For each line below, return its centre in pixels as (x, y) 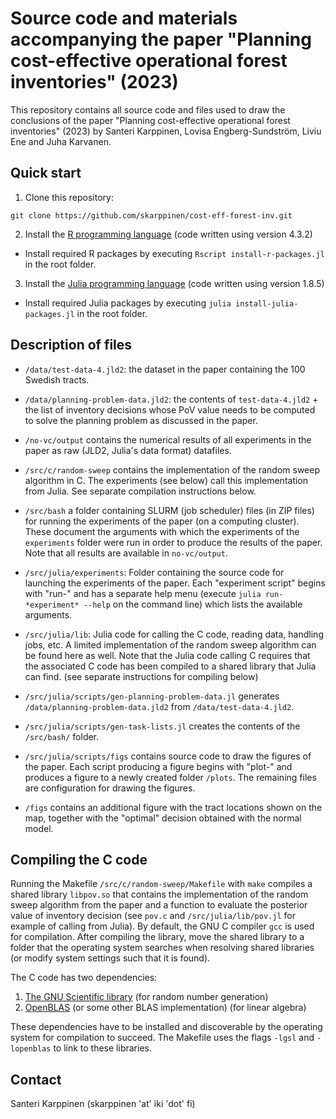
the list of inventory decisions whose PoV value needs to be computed (170, 409)
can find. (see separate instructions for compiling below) (141, 676)
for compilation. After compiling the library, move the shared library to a (157, 937)
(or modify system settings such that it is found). (110, 958)
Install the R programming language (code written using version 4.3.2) (168, 234)
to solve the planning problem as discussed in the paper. (141, 420)
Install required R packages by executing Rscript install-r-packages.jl (174, 253)
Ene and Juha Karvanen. (61, 141)
